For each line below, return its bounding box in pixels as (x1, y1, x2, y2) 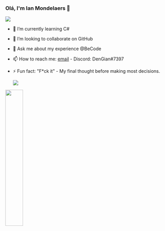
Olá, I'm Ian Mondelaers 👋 (5, 5, 71, 12)
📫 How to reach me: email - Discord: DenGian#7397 (12, 56, 124, 62)
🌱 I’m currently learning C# (12, 26, 70, 32)
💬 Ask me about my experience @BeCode (12, 46, 101, 52)
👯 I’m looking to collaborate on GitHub (12, 36, 93, 42)
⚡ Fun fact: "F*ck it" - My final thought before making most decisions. (12, 68, 160, 74)
